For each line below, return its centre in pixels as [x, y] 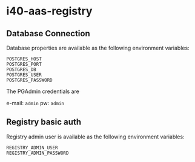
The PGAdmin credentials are [43, 91]
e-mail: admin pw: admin [35, 103]
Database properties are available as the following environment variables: [98, 48]
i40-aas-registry [49, 11]
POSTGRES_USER [24, 75]
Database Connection [48, 34]
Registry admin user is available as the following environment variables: [95, 137]
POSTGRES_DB [21, 70]
